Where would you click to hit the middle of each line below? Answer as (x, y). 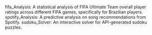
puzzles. (14, 27)
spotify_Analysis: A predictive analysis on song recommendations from (76, 17)
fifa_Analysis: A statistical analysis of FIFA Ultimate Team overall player (76, 7)
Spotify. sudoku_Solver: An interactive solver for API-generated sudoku (76, 22)
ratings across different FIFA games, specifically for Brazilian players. (74, 12)
